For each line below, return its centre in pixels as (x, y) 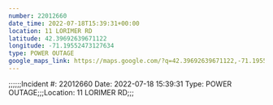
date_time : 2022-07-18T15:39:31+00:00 (74, 23)
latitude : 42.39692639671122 (58, 38)
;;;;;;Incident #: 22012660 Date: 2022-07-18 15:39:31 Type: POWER (120, 84)
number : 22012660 (38, 16)
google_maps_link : (39, 61)
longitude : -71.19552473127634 (61, 46)
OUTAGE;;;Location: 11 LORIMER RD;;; (71, 92)
